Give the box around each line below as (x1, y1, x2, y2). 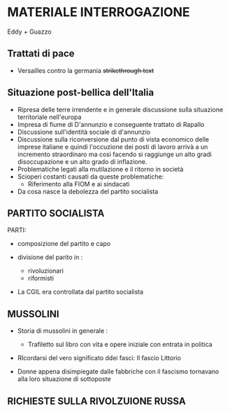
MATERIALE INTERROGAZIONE (7, 4, 190, 20)
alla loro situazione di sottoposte (17, 375, 111, 383)
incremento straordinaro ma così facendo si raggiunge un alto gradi (17, 150, 212, 158)
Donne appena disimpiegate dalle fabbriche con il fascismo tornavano (17, 367, 220, 376)
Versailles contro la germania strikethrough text (17, 66, 154, 74)
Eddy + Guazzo (7, 27, 52, 36)
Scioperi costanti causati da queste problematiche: (17, 172, 164, 181)
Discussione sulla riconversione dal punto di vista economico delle (17, 135, 210, 144)
